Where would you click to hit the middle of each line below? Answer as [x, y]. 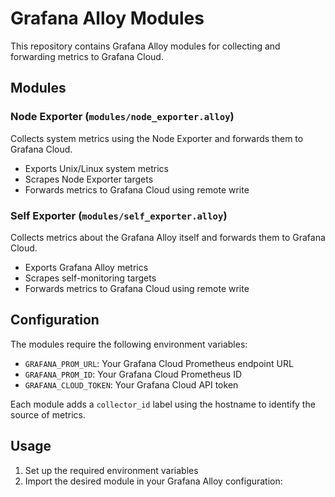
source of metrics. [48, 414]
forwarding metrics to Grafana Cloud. [87, 56]
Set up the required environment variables [111, 470]
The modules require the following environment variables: [129, 344]
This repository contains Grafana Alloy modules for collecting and [145, 46]
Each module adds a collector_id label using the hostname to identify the [163, 404]
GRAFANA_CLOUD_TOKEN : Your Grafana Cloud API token [131, 384]
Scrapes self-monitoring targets [90, 278]
